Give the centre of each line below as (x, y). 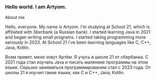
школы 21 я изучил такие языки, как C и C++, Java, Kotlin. (65, 73)
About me (15, 18)
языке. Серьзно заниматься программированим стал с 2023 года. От (78, 67)
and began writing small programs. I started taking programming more (76, 37)
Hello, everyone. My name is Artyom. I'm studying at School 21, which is (78, 27)
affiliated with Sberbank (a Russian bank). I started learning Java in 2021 (78, 32)
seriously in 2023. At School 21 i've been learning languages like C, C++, (78, 42)
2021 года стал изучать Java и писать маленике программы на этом (77, 62)
